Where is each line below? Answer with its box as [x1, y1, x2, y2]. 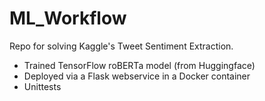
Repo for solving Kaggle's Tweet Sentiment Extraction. [9, 40, 234, 52]
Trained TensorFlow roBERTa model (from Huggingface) [23, 59, 256, 71]
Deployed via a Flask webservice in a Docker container [23, 70, 251, 82]
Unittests [23, 80, 62, 92]
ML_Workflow [9, 7, 127, 30]
